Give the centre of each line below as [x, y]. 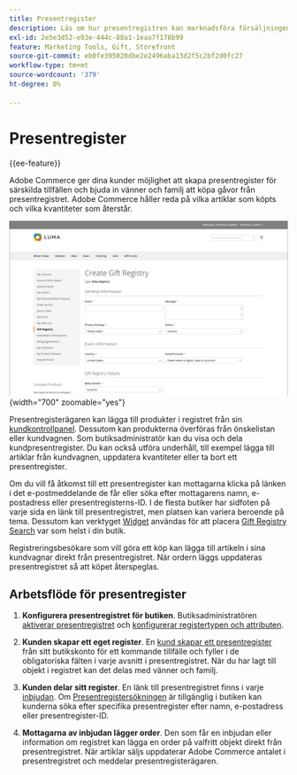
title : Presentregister [53, 19]
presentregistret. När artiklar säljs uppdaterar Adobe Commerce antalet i [153, 752]
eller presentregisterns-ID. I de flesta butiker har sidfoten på [161, 502]
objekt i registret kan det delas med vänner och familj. [120, 670]
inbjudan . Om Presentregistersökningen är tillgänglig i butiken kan [142, 697]
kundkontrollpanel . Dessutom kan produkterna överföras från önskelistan [142, 429]
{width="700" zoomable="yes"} [68, 402]
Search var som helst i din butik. [68, 531]
